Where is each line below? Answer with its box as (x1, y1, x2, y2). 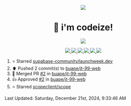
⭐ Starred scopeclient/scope (11, 84, 71, 90)
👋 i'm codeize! (53, 22, 113, 33)
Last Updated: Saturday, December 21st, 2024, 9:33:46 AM (4, 95, 127, 101)
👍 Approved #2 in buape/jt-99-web (11, 76, 86, 82)
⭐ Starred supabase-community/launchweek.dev (11, 58, 113, 64)
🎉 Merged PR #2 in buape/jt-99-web (11, 70, 87, 77)
